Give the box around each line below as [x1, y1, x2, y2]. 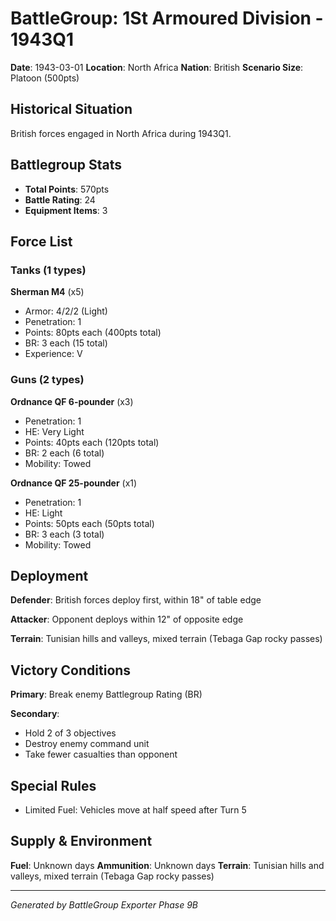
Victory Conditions [10, 662, 132, 679]
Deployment [10, 567, 89, 584]
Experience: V [24, 348, 83, 360]
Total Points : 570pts [24, 183, 110, 195]
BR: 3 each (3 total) [24, 528, 105, 540]
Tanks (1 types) [10, 263, 87, 277]
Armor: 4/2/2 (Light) [24, 305, 108, 317]
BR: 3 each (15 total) [24, 337, 108, 349]
